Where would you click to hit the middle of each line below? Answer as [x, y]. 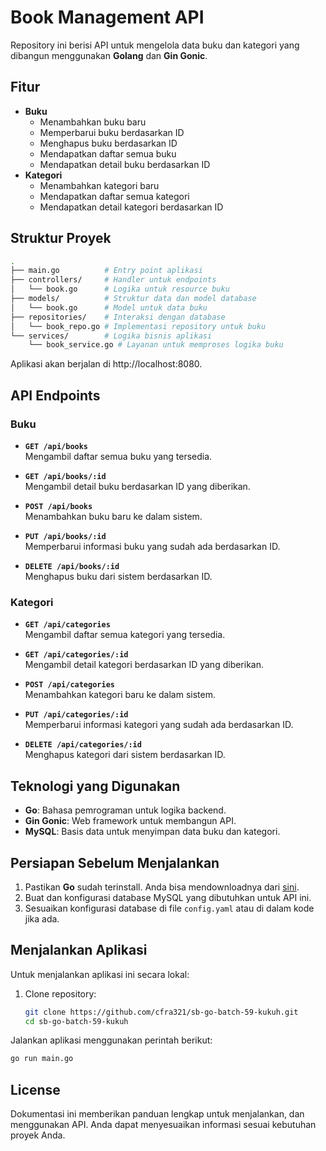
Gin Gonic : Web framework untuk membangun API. [130, 821]
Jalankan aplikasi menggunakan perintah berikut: [111, 1040]
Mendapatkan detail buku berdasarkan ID [125, 164]
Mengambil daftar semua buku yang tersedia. [118, 456]
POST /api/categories [69, 685]
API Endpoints [55, 395]
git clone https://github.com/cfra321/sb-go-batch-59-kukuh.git [161, 1012]
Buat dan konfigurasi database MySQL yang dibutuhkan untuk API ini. [168, 897]
